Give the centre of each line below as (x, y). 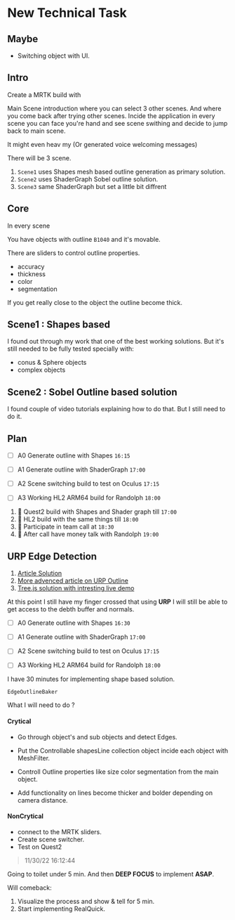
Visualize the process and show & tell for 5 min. (86, 901)
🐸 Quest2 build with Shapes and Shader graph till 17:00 (97, 512)
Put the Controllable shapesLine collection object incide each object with (123, 751)
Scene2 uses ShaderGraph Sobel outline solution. (88, 179)
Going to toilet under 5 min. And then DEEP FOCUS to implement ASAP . (111, 874)
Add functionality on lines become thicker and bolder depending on (115, 793)
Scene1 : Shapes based (59, 325)
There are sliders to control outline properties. (74, 253)
